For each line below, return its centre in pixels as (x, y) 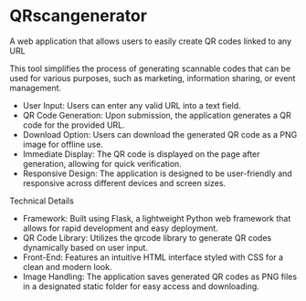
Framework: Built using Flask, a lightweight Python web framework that (157, 218)
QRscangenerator (79, 16)
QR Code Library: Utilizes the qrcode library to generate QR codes (147, 237)
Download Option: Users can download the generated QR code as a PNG (160, 134)
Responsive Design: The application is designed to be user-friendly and (157, 173)
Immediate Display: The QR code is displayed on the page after (141, 154)
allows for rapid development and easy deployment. (121, 228)
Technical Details (42, 201)
